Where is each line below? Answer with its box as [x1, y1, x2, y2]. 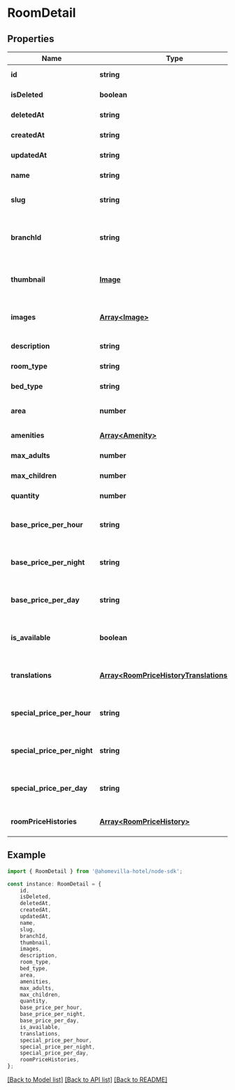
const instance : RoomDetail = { [7, 881, 101, 888]
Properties [7, 33, 55, 45]
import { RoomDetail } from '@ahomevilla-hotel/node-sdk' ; [7, 867, 183, 875]
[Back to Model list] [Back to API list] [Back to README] [7, 1075, 168, 1084]
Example [7, 849, 46, 861]
